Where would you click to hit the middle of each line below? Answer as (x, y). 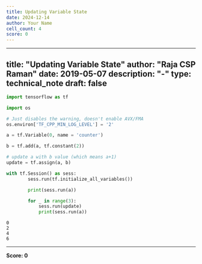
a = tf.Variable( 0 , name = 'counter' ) (55, 135)
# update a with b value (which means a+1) (62, 157)
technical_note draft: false (57, 83)
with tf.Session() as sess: (41, 173)
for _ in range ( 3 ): (52, 201)
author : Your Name (29, 23)
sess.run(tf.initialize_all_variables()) (81, 179)
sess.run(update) (60, 206)
